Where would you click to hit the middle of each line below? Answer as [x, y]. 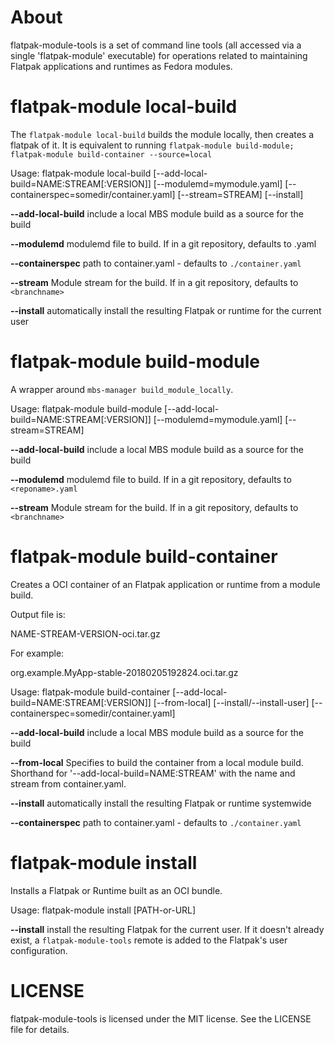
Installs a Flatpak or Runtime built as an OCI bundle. [116, 890]
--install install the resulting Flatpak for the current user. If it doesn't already [167, 929]
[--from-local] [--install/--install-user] [231, 702]
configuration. [39, 950]
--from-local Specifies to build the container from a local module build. [157, 762]
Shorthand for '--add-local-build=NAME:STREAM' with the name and [153, 773]
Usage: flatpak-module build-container [90, 692]
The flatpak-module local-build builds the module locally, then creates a [162, 134]
